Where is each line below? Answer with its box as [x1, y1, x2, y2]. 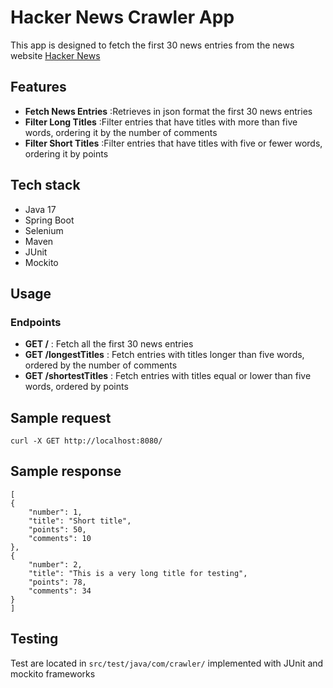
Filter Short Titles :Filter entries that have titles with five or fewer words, [24, 137, 323, 149]
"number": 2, [28, 559, 83, 570]
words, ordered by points [24, 381, 129, 393]
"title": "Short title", [28, 516, 132, 526]
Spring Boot [24, 214, 75, 226]
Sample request [10, 409, 112, 426]
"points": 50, [28, 524, 87, 535]
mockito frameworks [10, 667, 96, 680]
